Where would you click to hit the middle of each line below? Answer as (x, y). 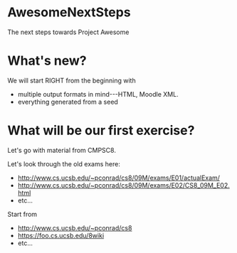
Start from (22, 214)
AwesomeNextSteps (69, 12)
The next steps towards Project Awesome (68, 32)
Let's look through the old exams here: (64, 163)
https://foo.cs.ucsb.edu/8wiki (61, 235)
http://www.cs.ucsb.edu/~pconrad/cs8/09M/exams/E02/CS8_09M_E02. (123, 185)
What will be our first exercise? (101, 130)
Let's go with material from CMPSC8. (62, 150)
